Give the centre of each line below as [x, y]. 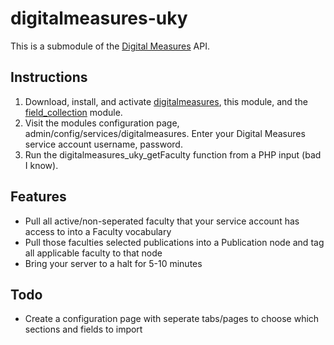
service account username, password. [103, 144]
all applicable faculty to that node [93, 253]
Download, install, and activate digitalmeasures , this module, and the [166, 101]
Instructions [49, 77]
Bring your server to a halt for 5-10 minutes [113, 263]
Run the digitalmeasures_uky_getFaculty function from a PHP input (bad [173, 154]
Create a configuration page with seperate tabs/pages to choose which [172, 319]
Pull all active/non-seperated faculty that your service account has [162, 221]
